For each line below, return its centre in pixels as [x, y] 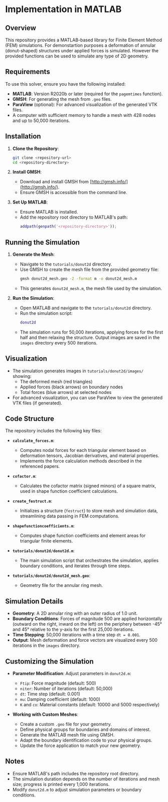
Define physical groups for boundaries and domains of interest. [85, 729]
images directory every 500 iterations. [59, 343]
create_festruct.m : [32, 501]
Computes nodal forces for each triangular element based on [83, 450]
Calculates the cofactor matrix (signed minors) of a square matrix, [88, 486]
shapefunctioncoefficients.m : [44, 526]
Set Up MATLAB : [30, 202]
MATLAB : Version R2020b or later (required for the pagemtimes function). [88, 94]
